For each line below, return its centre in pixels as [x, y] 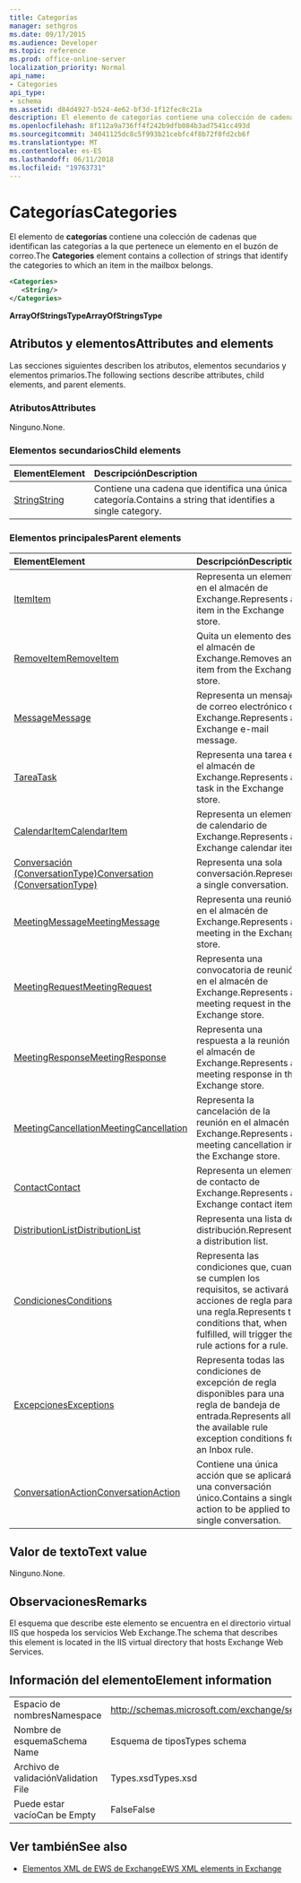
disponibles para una [240, 1393]
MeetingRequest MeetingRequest [83, 986]
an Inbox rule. [224, 1449]
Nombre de [37, 1730]
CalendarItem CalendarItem [71, 830]
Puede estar [39, 1804]
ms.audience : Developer [54, 43]
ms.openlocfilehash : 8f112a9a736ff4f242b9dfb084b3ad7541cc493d [130, 126]
